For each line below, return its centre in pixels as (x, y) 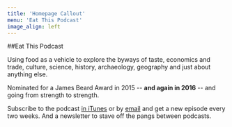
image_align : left (34, 26)
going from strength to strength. (53, 95)
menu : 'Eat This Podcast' (45, 20)
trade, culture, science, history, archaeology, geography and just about (109, 67)
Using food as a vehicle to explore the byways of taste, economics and (109, 60)
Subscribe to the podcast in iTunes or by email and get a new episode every (116, 109)
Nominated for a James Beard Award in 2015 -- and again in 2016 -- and (111, 88)
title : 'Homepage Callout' (46, 14)
